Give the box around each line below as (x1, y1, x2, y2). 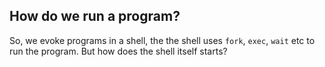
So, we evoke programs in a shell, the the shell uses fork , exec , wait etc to (9, 34, 316, 46)
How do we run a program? (9, 8, 181, 25)
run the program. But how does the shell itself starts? (9, 45, 228, 57)
